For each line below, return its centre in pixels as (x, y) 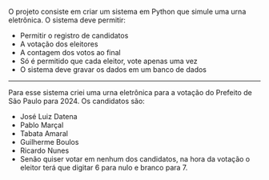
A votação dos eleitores (59, 44)
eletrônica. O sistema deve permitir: (67, 20)
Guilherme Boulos (49, 142)
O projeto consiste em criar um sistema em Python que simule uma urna (127, 12)
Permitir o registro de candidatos (74, 36)
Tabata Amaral (44, 134)
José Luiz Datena (48, 116)
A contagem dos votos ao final (70, 52)
